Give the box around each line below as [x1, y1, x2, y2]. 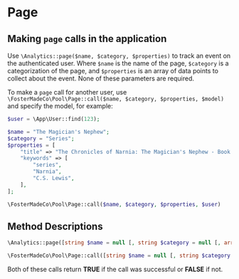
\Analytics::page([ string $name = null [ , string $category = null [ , [7, 239, 221, 246]
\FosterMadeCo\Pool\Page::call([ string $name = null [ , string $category [7, 252, 231, 260]
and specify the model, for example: [7, 102, 114, 110]
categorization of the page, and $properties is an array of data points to [7, 67, 219, 75]
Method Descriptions [7, 220, 103, 232]
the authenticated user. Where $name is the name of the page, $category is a [7, 59, 229, 68]
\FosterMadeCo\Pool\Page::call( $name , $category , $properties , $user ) [7, 201, 221, 208]
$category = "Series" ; [7, 135, 75, 142]
